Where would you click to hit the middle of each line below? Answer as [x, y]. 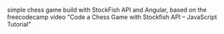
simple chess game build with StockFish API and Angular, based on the [107, 10]
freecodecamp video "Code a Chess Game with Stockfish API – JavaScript [112, 17]
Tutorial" [19, 24]
